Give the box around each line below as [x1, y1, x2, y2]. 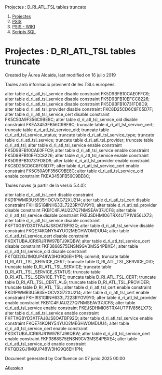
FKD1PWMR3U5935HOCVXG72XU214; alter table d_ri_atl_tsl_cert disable [5, 197, 150, 203]
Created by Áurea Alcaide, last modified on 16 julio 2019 [5, 72, 116, 78]
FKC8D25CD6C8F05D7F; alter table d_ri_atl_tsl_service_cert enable [5, 163, 139, 168]
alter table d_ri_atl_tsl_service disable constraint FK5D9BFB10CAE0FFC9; [5, 90, 150, 96]
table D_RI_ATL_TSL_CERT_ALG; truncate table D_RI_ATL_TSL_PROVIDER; [5, 279, 150, 285]
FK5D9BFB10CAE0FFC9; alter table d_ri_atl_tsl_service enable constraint [5, 147, 149, 153]
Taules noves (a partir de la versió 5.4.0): [5, 182, 86, 188]
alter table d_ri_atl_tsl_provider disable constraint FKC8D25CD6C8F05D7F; [5, 106, 153, 112]
